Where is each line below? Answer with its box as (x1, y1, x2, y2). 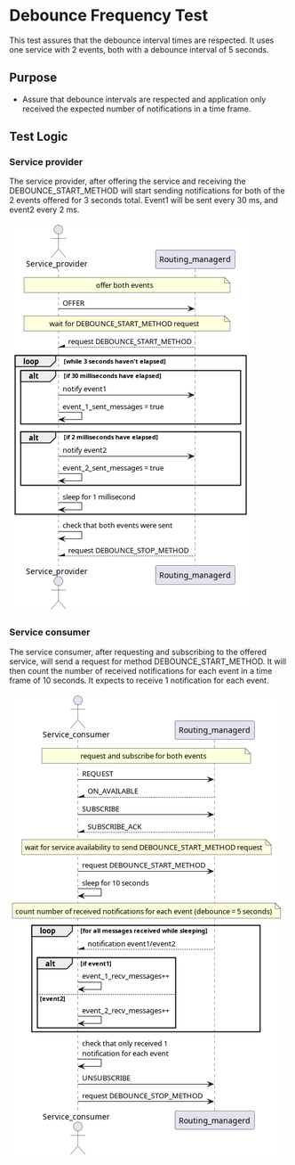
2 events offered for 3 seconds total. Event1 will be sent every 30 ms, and (9, 195, 278, 206)
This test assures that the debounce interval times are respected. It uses (9, 35, 275, 45)
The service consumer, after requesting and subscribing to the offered (9, 646, 267, 657)
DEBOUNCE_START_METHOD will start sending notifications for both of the (9, 185, 286, 196)
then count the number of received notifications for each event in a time (9, 665, 273, 676)
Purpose (9, 70, 58, 86)
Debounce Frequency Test (9, 5, 209, 26)
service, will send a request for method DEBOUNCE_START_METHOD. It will (9, 656, 287, 667)
